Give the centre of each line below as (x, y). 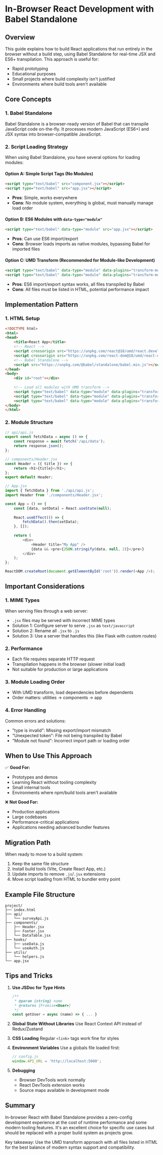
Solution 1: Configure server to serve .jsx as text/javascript (73, 625)
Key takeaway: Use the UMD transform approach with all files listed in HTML (81, 1142)
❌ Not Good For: (22, 802)
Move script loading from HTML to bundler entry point (66, 879)
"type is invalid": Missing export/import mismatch (61, 730)
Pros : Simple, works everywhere (45, 197)
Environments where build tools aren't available (59, 84)
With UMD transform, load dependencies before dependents (73, 692)
